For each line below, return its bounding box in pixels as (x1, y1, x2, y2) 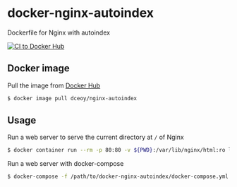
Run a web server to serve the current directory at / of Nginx (7, 133, 185, 142)
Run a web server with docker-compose (7, 159, 124, 168)
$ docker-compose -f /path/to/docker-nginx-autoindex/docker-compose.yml (7, 173, 229, 181)
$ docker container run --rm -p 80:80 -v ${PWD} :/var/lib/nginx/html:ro (7, 147, 226, 154)
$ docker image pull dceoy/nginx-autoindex (7, 95, 138, 102)
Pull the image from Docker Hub (7, 81, 101, 90)
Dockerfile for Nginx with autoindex (7, 28, 111, 37)
